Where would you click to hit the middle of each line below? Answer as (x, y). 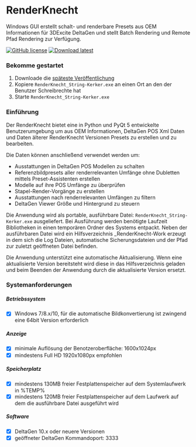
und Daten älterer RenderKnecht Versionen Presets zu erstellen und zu (91, 137)
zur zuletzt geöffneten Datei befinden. (52, 246)
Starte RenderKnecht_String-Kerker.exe (62, 97)
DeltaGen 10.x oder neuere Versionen (60, 431)
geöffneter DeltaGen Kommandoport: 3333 (66, 438)
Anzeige (17, 334)
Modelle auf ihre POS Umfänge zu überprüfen (70, 185)
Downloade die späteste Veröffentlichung (64, 78)
